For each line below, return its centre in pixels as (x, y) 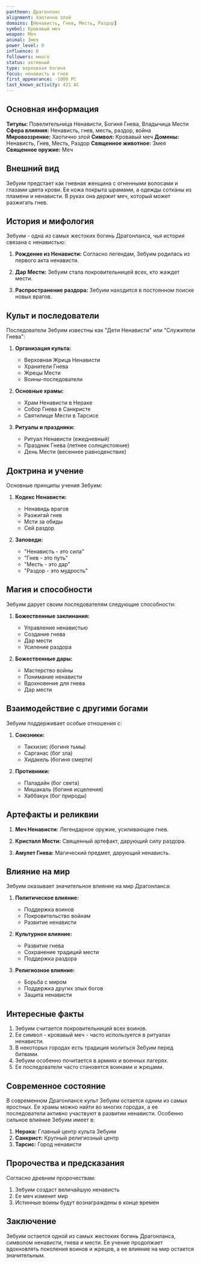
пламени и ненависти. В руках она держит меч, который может (88, 196)
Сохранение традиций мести (61, 952)
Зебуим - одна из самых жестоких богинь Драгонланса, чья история (95, 236)
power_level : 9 (25, 46)
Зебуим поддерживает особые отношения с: (64, 723)
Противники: (32, 771)
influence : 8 (23, 51)
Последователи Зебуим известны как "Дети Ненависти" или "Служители (101, 331)
